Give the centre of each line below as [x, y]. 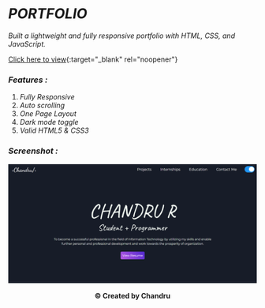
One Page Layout [48, 114]
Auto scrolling [42, 105]
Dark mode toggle [49, 122]
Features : [28, 80]
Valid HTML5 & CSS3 [54, 130]
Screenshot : [33, 151]
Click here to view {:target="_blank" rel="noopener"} [93, 59]
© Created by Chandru [132, 295]
